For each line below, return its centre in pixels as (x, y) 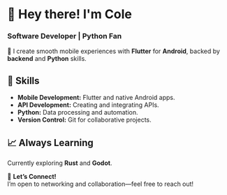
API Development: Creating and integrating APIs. (88, 105)
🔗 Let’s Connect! (32, 177)
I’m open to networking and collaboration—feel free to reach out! (101, 184)
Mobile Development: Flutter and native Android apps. (96, 98)
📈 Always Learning (51, 143)
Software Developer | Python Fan (65, 36)
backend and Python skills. (47, 59)
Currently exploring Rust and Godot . (60, 163)
